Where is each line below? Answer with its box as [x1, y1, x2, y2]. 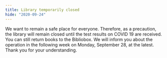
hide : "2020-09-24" [5, 12, 46, 17]
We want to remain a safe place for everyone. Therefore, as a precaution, [5, 25, 156, 31]
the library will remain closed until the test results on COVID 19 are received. [5, 31, 162, 37]
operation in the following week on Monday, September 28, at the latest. [5, 41, 154, 47]
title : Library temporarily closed [5, 7, 80, 12]
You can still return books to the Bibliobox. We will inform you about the [5, 36, 153, 42]
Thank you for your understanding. [5, 47, 77, 53]
